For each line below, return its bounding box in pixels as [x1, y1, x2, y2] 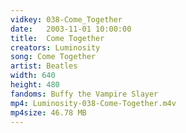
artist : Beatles [10, 61, 78, 71]
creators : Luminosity [10, 42, 101, 53]
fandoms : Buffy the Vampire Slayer [10, 89, 159, 99]
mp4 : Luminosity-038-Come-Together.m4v [10, 98, 177, 108]
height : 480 [10, 80, 60, 90]
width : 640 [10, 71, 56, 81]
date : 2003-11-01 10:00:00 [10, 24, 132, 34]
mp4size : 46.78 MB [10, 107, 87, 118]
